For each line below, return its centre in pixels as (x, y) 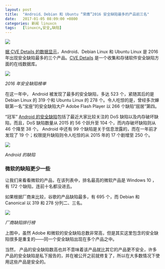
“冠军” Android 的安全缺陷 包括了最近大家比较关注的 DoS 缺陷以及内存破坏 (80, 117)
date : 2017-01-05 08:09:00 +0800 (41, 19)
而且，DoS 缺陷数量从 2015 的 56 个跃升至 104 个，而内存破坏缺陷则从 (85, 123)
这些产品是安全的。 (28, 262)
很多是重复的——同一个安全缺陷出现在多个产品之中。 (63, 239)
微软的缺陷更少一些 (28, 169)
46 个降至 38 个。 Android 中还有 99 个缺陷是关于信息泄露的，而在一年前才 (81, 129)
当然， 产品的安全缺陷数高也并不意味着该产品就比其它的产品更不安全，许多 (81, 250)
